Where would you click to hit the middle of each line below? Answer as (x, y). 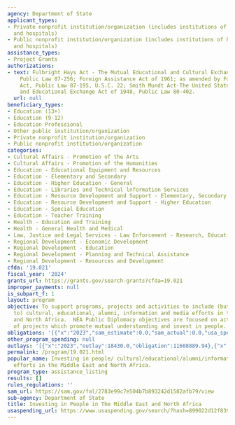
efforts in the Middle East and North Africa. (83, 365)
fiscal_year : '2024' (37, 274)
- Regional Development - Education (60, 248)
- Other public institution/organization (69, 131)
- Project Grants (33, 60)
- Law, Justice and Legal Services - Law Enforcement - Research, (106, 235)
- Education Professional (45, 124)
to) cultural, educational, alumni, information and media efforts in (119, 313)
